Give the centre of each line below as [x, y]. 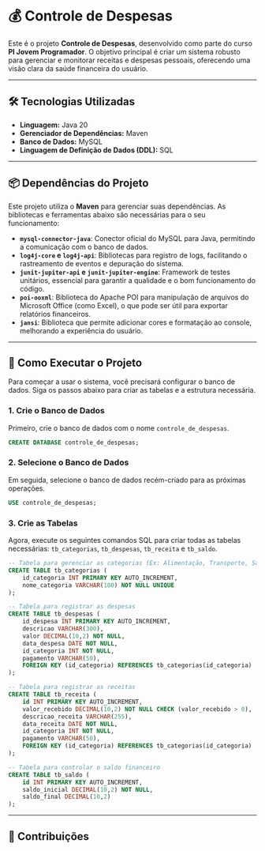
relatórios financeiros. [55, 314]
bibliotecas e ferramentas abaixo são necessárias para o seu [107, 214]
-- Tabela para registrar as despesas [72, 607]
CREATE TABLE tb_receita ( [52, 695]
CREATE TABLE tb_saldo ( [49, 775]
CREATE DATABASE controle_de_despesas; [74, 442]
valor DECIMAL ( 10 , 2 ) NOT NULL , [74, 636]
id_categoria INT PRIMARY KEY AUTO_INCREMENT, [100, 578]
